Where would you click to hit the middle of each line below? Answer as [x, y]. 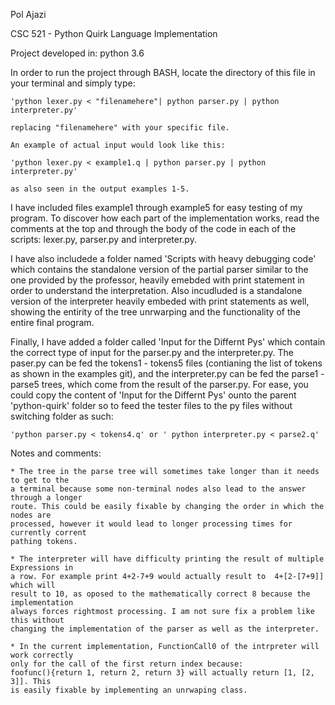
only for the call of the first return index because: [127, 664]
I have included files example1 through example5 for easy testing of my [156, 207]
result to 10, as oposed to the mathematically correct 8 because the [160, 594]
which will [33, 585]
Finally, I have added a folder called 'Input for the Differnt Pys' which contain [168, 342]
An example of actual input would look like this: [118, 145]
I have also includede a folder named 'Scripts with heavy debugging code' [163, 258]
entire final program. [52, 322]
